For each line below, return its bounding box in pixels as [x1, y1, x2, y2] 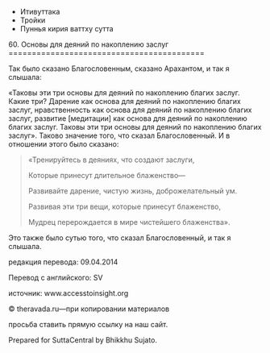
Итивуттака [19, 7, 60, 16]
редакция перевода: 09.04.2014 [8, 257, 118, 267]
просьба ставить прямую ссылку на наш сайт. [8, 320, 168, 329]
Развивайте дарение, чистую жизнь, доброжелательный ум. [27, 186, 238, 196]
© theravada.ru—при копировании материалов [8, 304, 170, 314]
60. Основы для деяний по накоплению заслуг [8, 39, 169, 49]
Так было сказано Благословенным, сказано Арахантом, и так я [8, 64, 230, 73]
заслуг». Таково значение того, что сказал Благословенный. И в [8, 131, 231, 140]
